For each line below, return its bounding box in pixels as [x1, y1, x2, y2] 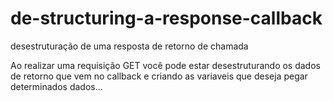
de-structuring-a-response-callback [10, 7, 323, 30]
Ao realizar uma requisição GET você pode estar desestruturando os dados [10, 59, 321, 71]
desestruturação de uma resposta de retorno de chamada [10, 40, 249, 52]
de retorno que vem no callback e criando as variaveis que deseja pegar [10, 70, 308, 82]
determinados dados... [10, 80, 103, 92]
